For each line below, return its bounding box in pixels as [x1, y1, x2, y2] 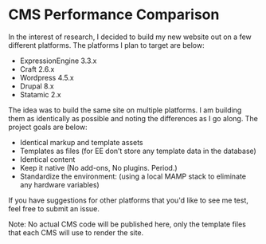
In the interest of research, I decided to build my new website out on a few [8, 32, 252, 41]
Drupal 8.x [19, 81, 54, 91]
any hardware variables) [19, 179, 100, 189]
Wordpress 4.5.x [19, 73, 74, 82]
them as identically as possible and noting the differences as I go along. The [8, 113, 259, 123]
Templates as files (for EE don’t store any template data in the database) [19, 146, 256, 155]
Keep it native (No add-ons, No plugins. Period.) [19, 163, 178, 172]
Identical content [19, 154, 76, 164]
